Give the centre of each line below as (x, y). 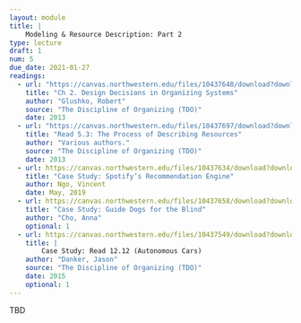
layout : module (38, 17)
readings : (28, 76)
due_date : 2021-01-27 (50, 68)
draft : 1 (26, 51)
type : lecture (36, 43)
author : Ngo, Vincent (65, 185)
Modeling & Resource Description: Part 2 (103, 34)
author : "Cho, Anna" (64, 218)
